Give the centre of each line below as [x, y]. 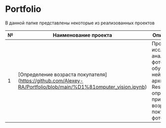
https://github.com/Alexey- [51, 80]
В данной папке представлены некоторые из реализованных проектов [80, 23]
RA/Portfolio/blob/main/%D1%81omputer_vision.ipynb [82, 87]
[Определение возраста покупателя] [62, 74]
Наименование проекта [82, 35]
